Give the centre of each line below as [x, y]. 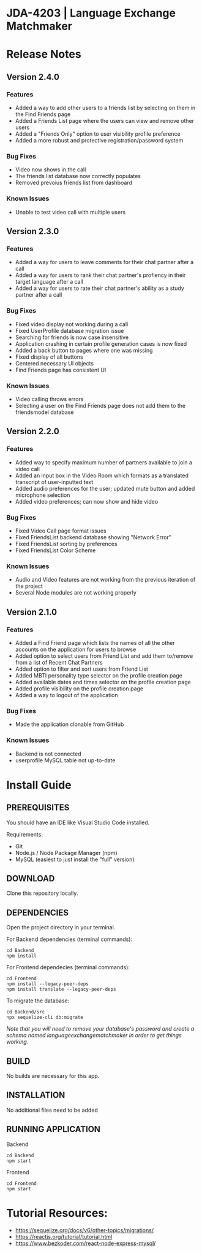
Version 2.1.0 [32, 612]
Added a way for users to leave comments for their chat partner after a [104, 262]
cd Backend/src [26, 1012]
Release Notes [44, 54]
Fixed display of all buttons [49, 357]
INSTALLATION [36, 1095]
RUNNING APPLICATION [54, 1129]
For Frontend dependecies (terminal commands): [68, 967]
